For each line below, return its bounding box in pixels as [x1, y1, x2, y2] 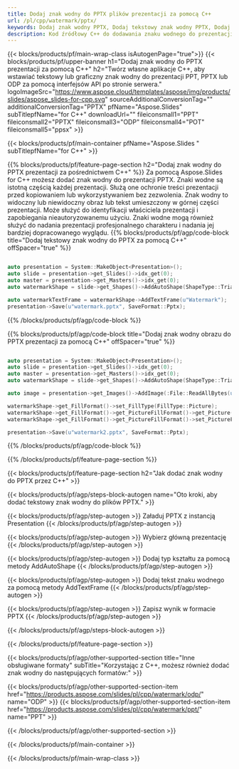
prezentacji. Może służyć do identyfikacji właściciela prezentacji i [7, 206, 199, 214]
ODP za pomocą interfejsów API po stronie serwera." [7, 80, 162, 89]
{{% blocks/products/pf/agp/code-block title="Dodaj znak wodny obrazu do [7, 329, 231, 338]
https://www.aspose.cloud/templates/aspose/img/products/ [55, 87, 231, 96]
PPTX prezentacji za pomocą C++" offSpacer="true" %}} [7, 337, 176, 346]
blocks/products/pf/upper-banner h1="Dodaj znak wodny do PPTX [7, 58, 203, 66]
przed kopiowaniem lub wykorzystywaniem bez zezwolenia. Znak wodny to [7, 191, 229, 199]
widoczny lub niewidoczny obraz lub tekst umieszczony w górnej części [7, 198, 219, 207]
